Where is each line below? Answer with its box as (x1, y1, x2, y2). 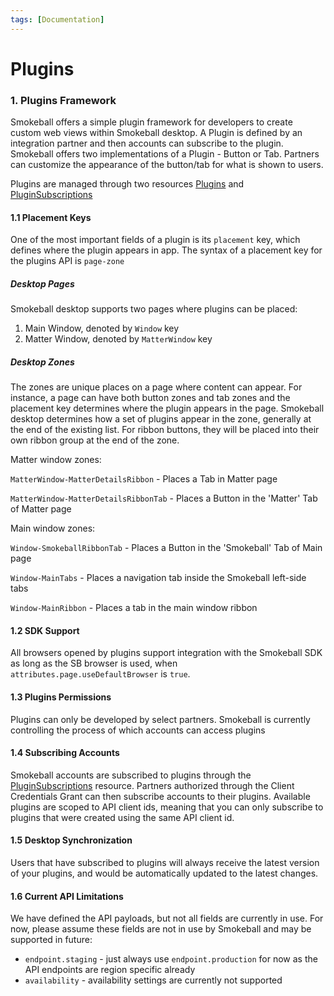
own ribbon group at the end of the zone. (10, 434, 180, 446)
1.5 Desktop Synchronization (10, 834, 133, 846)
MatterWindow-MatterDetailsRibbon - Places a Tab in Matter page (10, 473, 278, 485)
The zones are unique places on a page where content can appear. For (10, 381, 303, 393)
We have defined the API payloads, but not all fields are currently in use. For (10, 912, 324, 925)
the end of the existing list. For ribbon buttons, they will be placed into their (10, 424, 320, 436)
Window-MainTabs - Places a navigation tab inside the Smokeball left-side (10, 572, 307, 584)
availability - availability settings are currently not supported (24, 974, 283, 986)
